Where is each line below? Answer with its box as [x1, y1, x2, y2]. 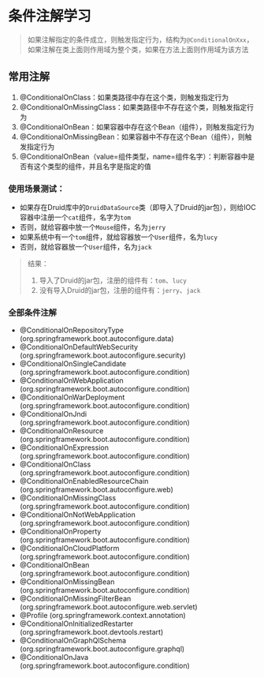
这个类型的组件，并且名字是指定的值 [33, 161, 151, 170]
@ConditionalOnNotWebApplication [19, 510, 136, 519]
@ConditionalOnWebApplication [19, 376, 124, 385]
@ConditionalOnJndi [19, 410, 87, 419]
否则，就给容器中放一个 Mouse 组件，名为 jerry [19, 223, 166, 232]
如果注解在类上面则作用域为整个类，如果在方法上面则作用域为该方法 [27, 44, 249, 54]
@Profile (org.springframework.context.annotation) [19, 611, 187, 620]
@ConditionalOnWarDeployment [19, 392, 125, 403]
